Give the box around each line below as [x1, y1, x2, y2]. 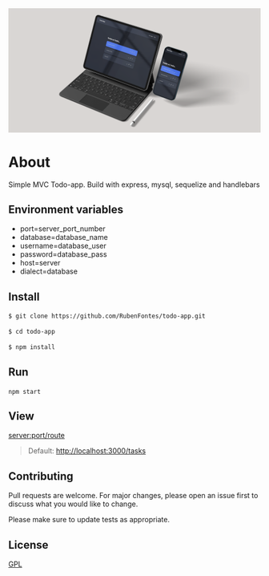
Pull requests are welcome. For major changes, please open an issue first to [8, 491, 259, 501]
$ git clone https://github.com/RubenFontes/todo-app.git [8, 312, 206, 320]
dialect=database [19, 266, 78, 276]
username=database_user [19, 241, 106, 251]
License [8, 537, 49, 552]
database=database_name [19, 233, 108, 242]
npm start [8, 387, 42, 395]
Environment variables [8, 202, 124, 216]
